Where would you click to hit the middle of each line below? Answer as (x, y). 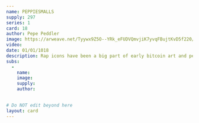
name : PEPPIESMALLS (30, 12)
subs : (13, 61)
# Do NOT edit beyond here (39, 105)
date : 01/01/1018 (28, 51)
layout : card (22, 111)
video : (14, 45)
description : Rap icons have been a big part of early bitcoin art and (96, 56)
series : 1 (18, 23)
